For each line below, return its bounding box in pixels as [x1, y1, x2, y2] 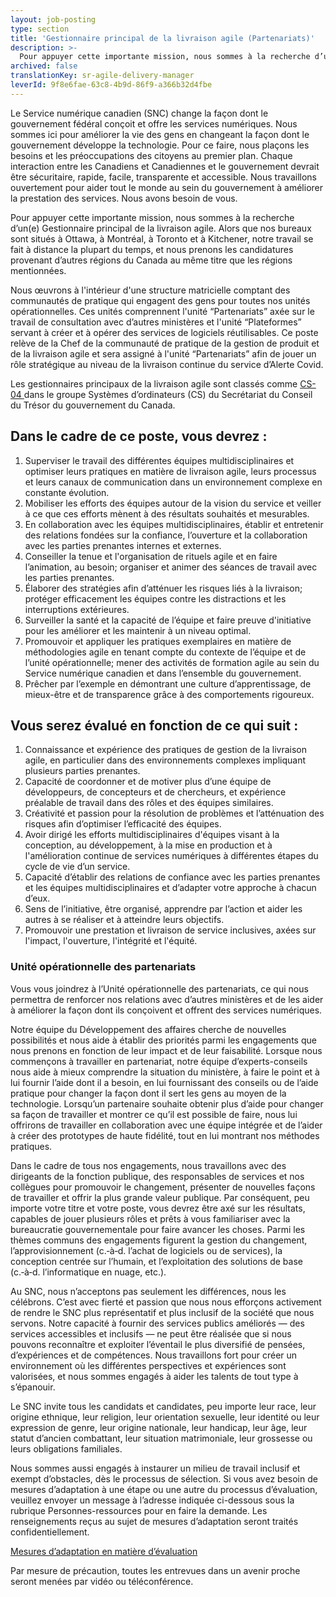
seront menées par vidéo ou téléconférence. [10, 1575, 194, 1587]
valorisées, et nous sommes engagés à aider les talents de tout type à [10, 1370, 299, 1382]
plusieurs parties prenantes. [24, 765, 141, 777]
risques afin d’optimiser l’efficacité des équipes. [24, 818, 222, 830]
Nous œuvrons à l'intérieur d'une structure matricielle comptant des [10, 284, 291, 296]
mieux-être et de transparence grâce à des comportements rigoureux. [24, 688, 315, 700]
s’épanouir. [10, 1381, 56, 1393]
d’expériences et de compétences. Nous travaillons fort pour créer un [10, 1349, 298, 1361]
